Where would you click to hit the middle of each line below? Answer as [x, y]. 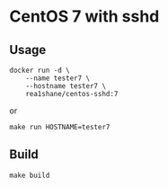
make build [30, 175]
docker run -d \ [40, 70]
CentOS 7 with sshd [84, 17]
